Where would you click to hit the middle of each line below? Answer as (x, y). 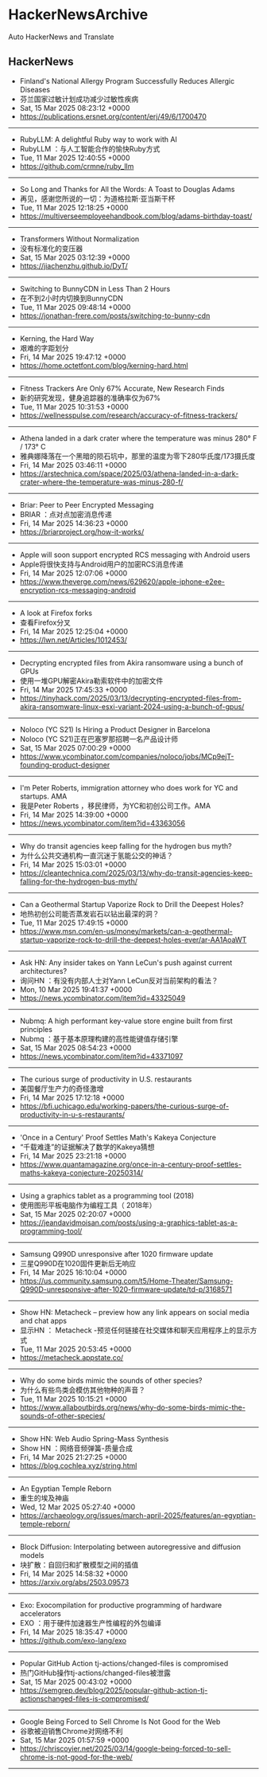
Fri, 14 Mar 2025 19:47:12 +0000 (73, 357)
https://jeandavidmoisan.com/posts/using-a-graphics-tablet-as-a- (129, 1222)
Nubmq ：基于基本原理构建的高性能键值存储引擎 (99, 1038)
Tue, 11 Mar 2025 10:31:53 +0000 (74, 406)
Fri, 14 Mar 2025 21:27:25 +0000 (73, 1457)
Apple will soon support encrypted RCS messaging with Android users (135, 555)
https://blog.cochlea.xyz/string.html (78, 1465)
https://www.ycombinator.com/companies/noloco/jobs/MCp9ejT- (127, 756)
